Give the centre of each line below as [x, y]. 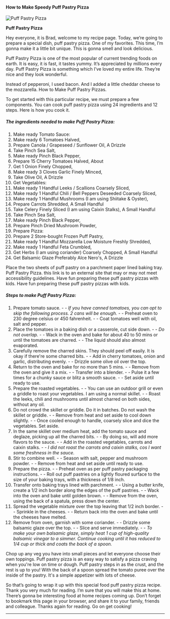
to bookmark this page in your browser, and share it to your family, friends [83, 601]
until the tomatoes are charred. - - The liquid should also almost [79, 340]
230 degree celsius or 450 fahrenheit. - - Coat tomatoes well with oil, [85, 319]
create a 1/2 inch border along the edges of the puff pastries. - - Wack [86, 490]
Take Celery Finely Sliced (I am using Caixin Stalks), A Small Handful [84, 210]
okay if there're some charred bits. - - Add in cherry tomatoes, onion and [89, 356]
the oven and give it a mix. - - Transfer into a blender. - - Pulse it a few [86, 372]
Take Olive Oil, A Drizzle [38, 177]
